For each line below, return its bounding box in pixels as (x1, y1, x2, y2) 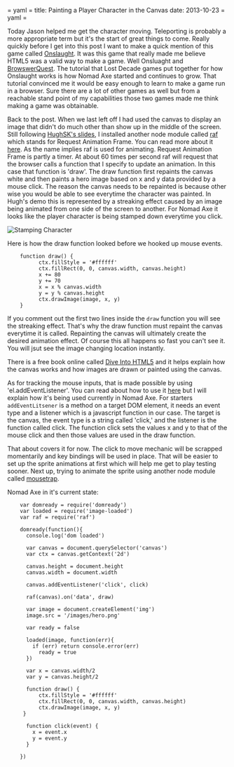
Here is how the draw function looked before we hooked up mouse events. (7, 239, 223, 248)
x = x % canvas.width (38, 284, 102, 291)
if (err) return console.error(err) (32, 643, 139, 650)
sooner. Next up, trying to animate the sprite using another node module (7, 467, 216, 475)
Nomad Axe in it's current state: (7, 488, 99, 496)
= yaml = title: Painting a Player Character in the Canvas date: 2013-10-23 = (7, 6, 226, 14)
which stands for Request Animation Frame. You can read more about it (7, 138, 214, 146)
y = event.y (32, 735, 68, 742)
